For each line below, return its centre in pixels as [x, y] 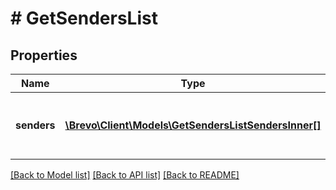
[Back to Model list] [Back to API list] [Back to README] [125, 175]
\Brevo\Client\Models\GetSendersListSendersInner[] [193, 125]
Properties [44, 55]
